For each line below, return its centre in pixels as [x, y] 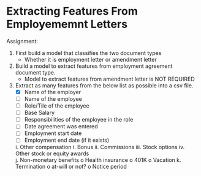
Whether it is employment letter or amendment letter [91, 59]
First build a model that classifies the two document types [88, 53]
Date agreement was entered [61, 127]
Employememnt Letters [67, 24]
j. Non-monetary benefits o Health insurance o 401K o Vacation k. [98, 160]
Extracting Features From [72, 11]
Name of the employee [53, 99]
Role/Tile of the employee [57, 106]
